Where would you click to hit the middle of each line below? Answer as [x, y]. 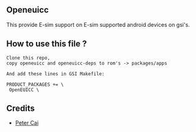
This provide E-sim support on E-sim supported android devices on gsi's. [98, 24]
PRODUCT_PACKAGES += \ [35, 85]
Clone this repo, [28, 58]
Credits [21, 109]
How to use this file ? [47, 44]
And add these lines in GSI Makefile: [55, 74]
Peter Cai [27, 123]
